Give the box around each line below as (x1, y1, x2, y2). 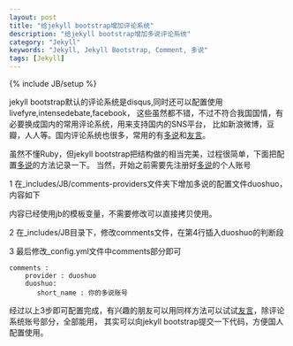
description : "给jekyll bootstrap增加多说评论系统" (9, 29, 192, 38)
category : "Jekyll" (9, 37, 81, 47)
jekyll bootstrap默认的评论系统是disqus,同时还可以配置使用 (9, 96, 223, 107)
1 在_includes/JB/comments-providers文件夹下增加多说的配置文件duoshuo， (9, 179, 288, 188)
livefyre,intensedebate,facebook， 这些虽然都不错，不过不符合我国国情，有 (9, 108, 284, 118)
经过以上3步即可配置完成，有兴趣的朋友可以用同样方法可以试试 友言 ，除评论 (9, 305, 285, 315)
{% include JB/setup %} (9, 79, 97, 88)
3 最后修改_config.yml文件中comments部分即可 (9, 246, 182, 257)
